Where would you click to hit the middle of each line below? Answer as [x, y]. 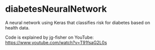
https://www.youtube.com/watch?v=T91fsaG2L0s [56, 42]
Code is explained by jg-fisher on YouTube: [49, 37]
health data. [17, 27]
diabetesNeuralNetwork [56, 9]
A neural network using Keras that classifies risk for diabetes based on [78, 23]
